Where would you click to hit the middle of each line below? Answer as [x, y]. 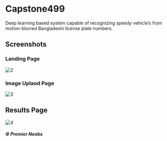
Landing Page [23, 59]
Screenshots [26, 45]
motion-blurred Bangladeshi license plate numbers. [59, 28]
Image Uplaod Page [30, 83]
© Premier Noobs [24, 134]
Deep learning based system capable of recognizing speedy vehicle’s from [84, 23]
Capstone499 [35, 9]
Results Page [26, 110]
